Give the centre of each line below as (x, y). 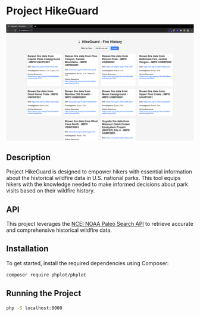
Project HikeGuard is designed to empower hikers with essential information (99, 172)
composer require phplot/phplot (46, 275)
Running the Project (44, 293)
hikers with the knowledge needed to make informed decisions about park (97, 184)
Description (28, 157)
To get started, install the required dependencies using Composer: (87, 263)
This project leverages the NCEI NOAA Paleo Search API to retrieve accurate (100, 224)
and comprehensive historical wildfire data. (59, 230)
